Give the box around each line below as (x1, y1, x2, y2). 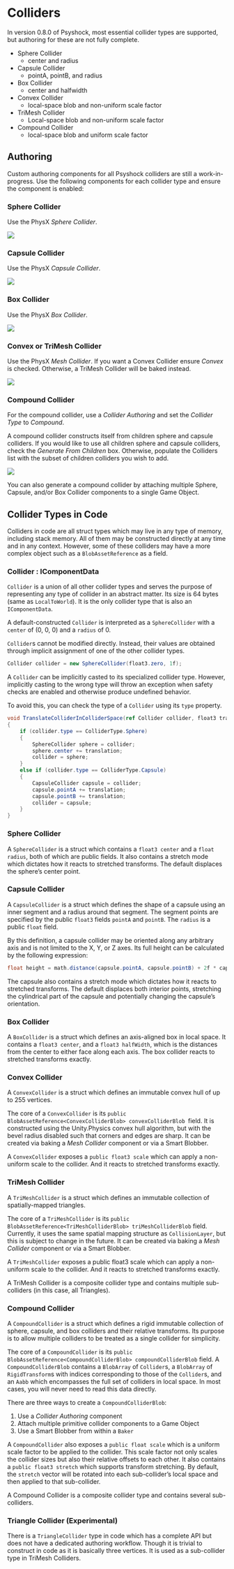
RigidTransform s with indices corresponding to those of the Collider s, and (7, 1370, 222, 1378)
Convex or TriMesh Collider (7, 341, 102, 351)
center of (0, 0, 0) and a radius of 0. (7, 626, 111, 634)
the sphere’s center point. (7, 867, 81, 875)
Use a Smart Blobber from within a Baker (17, 1426, 134, 1435)
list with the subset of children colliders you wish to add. (7, 454, 169, 463)
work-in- (198, 169, 224, 178)
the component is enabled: (7, 184, 84, 193)
